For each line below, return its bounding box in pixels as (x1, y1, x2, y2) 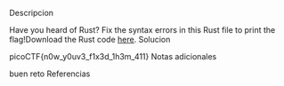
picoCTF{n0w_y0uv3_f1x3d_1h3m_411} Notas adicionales (9, 51, 217, 61)
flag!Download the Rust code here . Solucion (9, 35, 171, 44)
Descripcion (9, 8, 54, 18)
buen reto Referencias (9, 68, 91, 79)
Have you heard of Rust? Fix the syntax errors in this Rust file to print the (9, 25, 276, 35)
